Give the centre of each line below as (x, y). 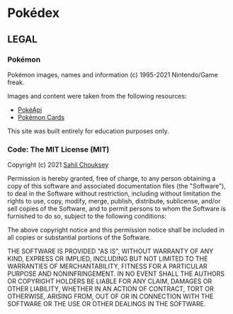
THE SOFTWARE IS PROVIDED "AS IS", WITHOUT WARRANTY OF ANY (110, 251)
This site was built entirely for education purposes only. (88, 131)
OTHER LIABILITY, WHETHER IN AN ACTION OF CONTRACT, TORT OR (110, 289)
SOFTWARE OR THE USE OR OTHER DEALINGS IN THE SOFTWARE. (107, 304)
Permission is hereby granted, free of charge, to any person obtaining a (112, 179)
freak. (16, 82)
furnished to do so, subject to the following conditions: (87, 216)
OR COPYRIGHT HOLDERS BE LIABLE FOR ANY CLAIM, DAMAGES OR (110, 281)
